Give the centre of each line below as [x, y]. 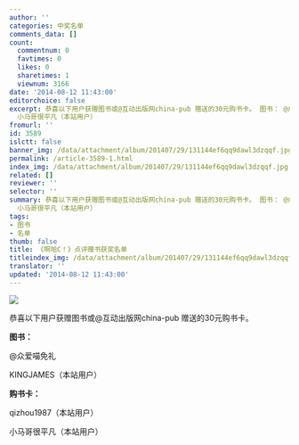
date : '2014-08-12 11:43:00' [63, 92]
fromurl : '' [31, 126]
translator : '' [37, 267]
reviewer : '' [33, 184]
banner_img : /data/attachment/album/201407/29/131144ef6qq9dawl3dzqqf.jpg [151, 150]
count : [21, 42]
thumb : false [33, 242]
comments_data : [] [43, 34]
